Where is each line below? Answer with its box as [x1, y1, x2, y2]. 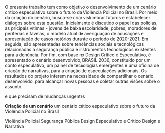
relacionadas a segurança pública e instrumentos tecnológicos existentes [5, 47, 156, 52]
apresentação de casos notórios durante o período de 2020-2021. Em [5, 36, 148, 42]
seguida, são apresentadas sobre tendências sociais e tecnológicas [5, 41, 144, 47]
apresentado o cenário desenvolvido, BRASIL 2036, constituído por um [5, 57, 151, 63]
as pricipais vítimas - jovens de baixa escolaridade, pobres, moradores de [5, 25, 157, 31]
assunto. [5, 84, 23, 89]
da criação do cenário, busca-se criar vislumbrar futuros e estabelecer [5, 15, 151, 20]
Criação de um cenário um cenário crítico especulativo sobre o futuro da [5, 103, 155, 109]
